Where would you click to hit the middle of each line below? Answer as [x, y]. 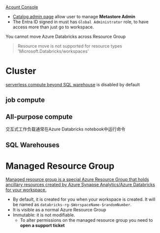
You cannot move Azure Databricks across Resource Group [66, 37]
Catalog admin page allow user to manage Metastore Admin [74, 16]
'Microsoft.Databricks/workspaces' [53, 51]
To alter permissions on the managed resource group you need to [86, 220]
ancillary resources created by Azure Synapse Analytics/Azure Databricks [80, 185]
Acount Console [22, 7]
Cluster [21, 71]
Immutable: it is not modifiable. [44, 215]
